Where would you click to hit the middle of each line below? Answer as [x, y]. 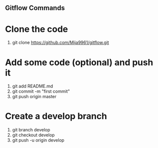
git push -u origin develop [38, 140]
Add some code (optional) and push [79, 62]
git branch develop [31, 130]
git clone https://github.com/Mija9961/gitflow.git [60, 42]
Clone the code [37, 29]
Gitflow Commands [35, 8]
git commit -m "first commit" [41, 91]
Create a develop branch [56, 116]
